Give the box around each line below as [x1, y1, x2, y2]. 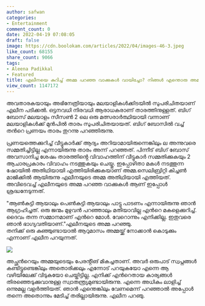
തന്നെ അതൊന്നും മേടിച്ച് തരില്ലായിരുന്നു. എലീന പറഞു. [6, 292, 145, 299]
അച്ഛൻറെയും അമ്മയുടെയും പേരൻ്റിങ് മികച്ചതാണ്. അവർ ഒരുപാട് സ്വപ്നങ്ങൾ [6, 258, 197, 264]
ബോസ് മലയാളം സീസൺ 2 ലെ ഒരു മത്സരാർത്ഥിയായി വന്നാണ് [6, 114, 170, 120]
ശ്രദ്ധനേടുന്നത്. [6, 188, 45, 194]
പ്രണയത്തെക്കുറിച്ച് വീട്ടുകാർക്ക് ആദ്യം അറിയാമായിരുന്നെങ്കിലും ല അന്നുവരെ [6, 139, 196, 147]
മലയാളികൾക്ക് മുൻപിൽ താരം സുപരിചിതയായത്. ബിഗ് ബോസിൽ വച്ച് [6, 120, 184, 127]
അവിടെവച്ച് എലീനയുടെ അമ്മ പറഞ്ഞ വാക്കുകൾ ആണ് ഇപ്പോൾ [6, 181, 168, 188]
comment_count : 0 [6, 26, 51, 32]
